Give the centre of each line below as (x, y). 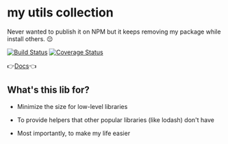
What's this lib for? (49, 90)
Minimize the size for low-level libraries (72, 106)
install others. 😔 (30, 38)
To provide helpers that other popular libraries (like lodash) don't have (115, 120)
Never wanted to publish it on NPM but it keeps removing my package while (114, 32)
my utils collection (61, 13)
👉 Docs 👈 (22, 66)
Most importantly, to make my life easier (74, 133)
